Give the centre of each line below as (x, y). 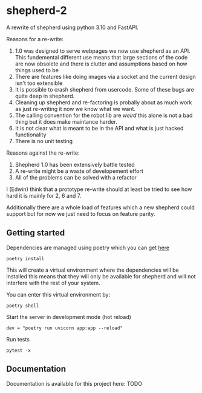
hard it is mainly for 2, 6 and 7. (44, 195)
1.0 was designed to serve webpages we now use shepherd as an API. (103, 51)
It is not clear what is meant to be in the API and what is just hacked (99, 128)
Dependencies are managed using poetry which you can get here (88, 247)
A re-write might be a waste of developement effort (79, 171)
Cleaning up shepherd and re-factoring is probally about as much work (103, 102)
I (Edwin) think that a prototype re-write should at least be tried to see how (99, 189)
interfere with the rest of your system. (54, 283)
